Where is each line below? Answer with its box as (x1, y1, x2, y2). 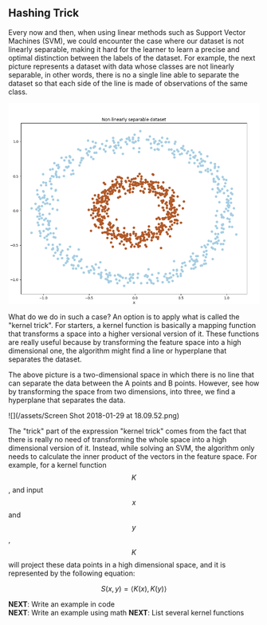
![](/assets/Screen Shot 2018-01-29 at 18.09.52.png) (8, 411, 180, 420)
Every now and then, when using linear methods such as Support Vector (8, 27, 246, 37)
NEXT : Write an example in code (8, 599, 116, 609)
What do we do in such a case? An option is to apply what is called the (8, 312, 240, 322)
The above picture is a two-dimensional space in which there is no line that (8, 370, 255, 379)
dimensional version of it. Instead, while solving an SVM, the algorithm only (8, 443, 255, 453)
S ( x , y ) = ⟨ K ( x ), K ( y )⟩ (100, 584, 167, 593)
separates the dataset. (8, 354, 82, 364)
